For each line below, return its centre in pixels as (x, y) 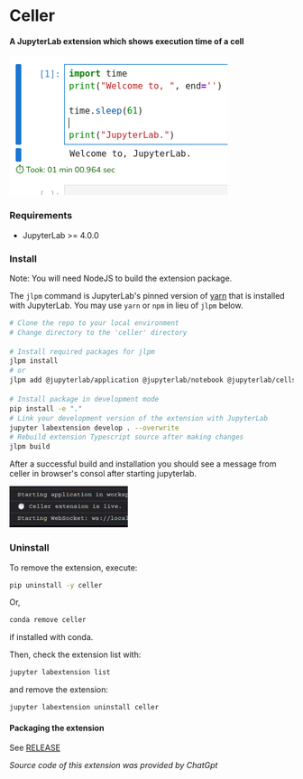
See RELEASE (35, 748)
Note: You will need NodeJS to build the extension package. (121, 278)
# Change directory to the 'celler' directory (98, 332)
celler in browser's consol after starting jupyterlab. (103, 474)
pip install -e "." (46, 408)
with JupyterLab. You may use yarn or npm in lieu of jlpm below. (126, 305)
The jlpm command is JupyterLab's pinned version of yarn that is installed (147, 295)
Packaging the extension (57, 728)
